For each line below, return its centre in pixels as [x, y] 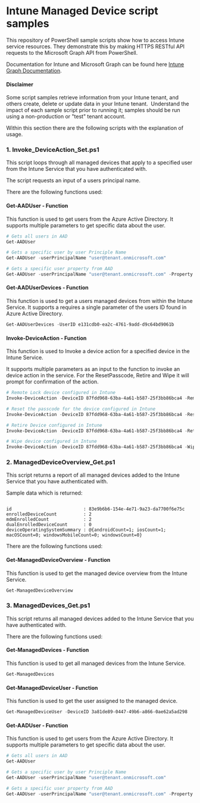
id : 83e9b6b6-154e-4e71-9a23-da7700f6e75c [96, 509]
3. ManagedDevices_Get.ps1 [48, 605]
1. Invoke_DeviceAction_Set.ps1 [53, 150]
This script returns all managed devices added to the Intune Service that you [100, 618]
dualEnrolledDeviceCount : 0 [49, 525]
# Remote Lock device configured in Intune [61, 393]
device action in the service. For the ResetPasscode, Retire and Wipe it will [98, 376]
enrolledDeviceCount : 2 [49, 514]
